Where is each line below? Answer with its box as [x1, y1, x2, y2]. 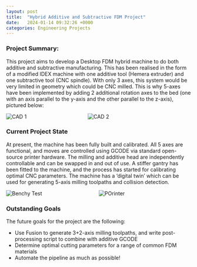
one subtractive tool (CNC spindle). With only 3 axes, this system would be [6, 76, 188, 84]
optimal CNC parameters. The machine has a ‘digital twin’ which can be [6, 172, 179, 179]
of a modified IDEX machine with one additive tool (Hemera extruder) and [6, 70, 184, 77]
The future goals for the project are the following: [6, 218, 125, 225]
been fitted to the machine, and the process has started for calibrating [6, 166, 176, 173]
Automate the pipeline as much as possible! [14, 254, 121, 262]
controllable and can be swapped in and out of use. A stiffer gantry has [6, 159, 179, 166]
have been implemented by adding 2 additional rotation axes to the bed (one [6, 89, 191, 96]
